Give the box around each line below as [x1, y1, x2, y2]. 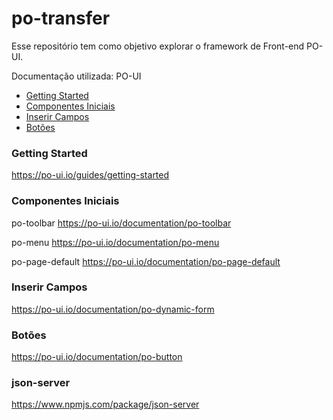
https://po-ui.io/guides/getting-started [11, 169, 170, 181]
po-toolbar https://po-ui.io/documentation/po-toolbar [11, 217, 232, 229]
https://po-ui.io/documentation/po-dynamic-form [11, 303, 215, 315]
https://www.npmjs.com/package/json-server [11, 398, 200, 411]
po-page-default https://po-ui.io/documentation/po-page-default [11, 255, 281, 267]
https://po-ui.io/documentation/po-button [11, 351, 183, 363]
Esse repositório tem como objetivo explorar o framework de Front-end [11, 40, 305, 52]
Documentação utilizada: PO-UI [11, 70, 142, 82]
